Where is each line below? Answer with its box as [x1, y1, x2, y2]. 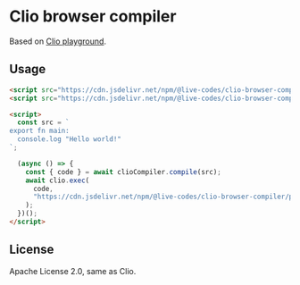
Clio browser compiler [9, 6, 177, 27]
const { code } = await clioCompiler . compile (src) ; [25, 167, 221, 176]
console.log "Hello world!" [17, 135, 122, 144]
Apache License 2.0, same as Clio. [9, 265, 137, 276]
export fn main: [9, 127, 70, 136]
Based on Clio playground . [9, 36, 107, 46]
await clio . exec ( [25, 176, 90, 185]
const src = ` [17, 118, 70, 127]
